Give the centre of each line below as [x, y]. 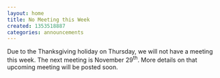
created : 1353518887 [37, 26]
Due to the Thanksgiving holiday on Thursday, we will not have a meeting [110, 52]
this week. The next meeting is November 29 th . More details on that [102, 59]
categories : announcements [45, 32]
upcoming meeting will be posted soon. [63, 67]
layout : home [26, 13]
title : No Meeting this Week [49, 20]
